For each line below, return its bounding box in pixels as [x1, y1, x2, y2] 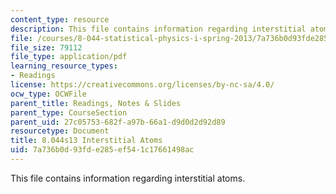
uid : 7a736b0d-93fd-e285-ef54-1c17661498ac [10, 145, 195, 155]
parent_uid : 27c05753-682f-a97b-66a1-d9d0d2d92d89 [10, 117, 226, 127]
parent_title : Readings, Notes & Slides [10, 98, 182, 108]
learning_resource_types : [10, 61, 118, 71]
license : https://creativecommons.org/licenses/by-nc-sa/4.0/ [10, 80, 275, 90]
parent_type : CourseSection [10, 107, 128, 118]
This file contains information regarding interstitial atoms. [10, 172, 246, 184]
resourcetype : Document [10, 126, 110, 136]
